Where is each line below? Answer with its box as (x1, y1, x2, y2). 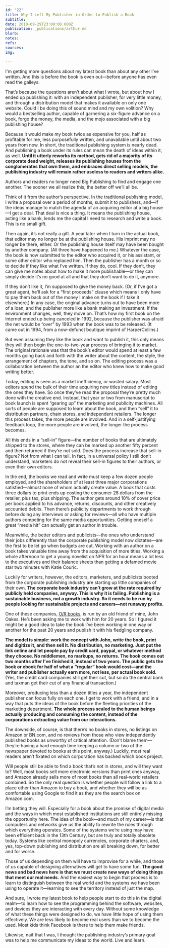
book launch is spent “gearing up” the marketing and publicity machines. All (5, 400, 163, 406)
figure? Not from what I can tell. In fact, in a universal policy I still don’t (5, 453, 151, 459)
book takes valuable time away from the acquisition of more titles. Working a (5, 548, 164, 554)
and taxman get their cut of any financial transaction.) (5, 680, 117, 686)
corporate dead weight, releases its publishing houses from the (5, 158, 141, 164)
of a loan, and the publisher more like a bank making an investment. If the (5, 305, 158, 311)
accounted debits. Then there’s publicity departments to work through (5, 505, 151, 512)
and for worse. (5, 848, 36, 854)
